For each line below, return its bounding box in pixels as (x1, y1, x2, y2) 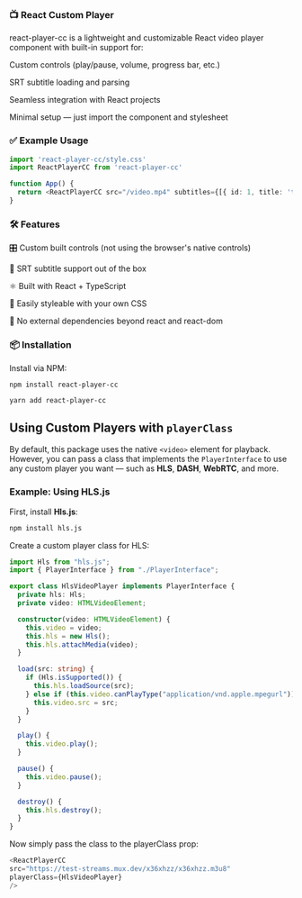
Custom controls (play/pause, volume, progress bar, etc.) (9, 59, 220, 70)
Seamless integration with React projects (9, 95, 161, 105)
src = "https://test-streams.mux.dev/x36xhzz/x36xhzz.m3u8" (9, 865, 231, 874)
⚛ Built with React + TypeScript (9, 281, 127, 292)
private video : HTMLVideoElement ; (17, 599, 147, 608)
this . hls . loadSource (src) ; (32, 682, 135, 691)
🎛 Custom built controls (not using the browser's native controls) (9, 242, 252, 253)
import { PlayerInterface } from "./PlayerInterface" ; (9, 566, 219, 575)
